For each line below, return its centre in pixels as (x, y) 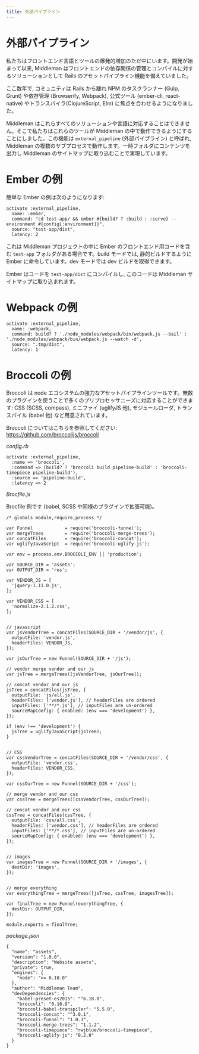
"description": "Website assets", (54, 962)
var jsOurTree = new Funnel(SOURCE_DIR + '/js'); (69, 659)
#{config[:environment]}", (71, 224)
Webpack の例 (42, 307)
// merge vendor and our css (42, 794)
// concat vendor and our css (44, 810)
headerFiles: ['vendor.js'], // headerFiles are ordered (83, 700)
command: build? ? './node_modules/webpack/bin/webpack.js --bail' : (99, 334)
